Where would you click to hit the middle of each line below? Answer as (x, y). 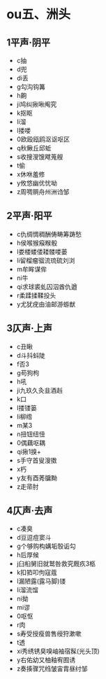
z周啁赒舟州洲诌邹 (43, 192)
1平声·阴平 (29, 42)
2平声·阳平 (30, 216)
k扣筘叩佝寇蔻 (37, 573)
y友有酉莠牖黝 (37, 477)
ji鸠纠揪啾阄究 (37, 104)
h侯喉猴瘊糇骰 (37, 243)
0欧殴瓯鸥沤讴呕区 (43, 139)
